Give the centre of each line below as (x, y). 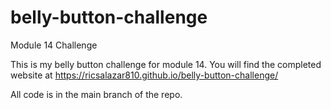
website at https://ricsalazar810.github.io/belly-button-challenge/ (144, 75)
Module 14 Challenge (54, 45)
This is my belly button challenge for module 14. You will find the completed (166, 64)
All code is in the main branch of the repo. (96, 94)
